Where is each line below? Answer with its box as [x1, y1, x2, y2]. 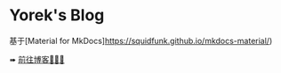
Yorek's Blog [9, 5, 105, 26]
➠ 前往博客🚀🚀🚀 [9, 54, 65, 64]
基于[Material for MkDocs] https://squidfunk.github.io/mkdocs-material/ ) [9, 35, 273, 46]
